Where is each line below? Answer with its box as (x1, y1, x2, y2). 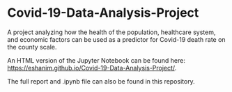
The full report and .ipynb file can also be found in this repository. (7, 77, 195, 85)
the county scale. (7, 43, 57, 51)
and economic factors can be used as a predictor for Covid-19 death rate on (7, 35, 226, 43)
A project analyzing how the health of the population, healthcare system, (7, 28, 216, 36)
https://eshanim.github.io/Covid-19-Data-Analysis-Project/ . (7, 63, 177, 72)
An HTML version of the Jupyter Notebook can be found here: (7, 56, 186, 64)
